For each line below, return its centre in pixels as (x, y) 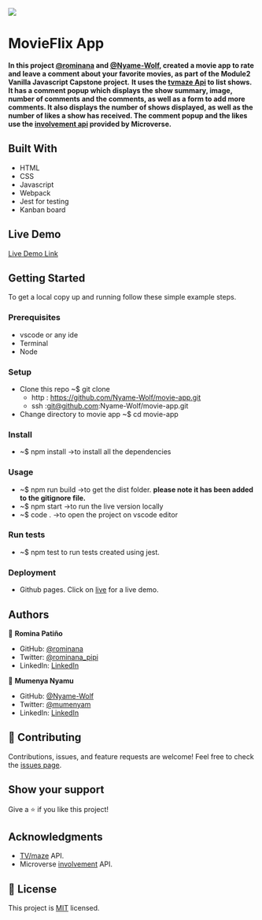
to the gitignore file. (53, 497)
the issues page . (35, 765)
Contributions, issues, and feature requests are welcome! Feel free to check (131, 756)
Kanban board (42, 210)
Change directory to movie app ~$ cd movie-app (99, 414)
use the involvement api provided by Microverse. (90, 124)
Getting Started (47, 278)
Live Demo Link (33, 253)
